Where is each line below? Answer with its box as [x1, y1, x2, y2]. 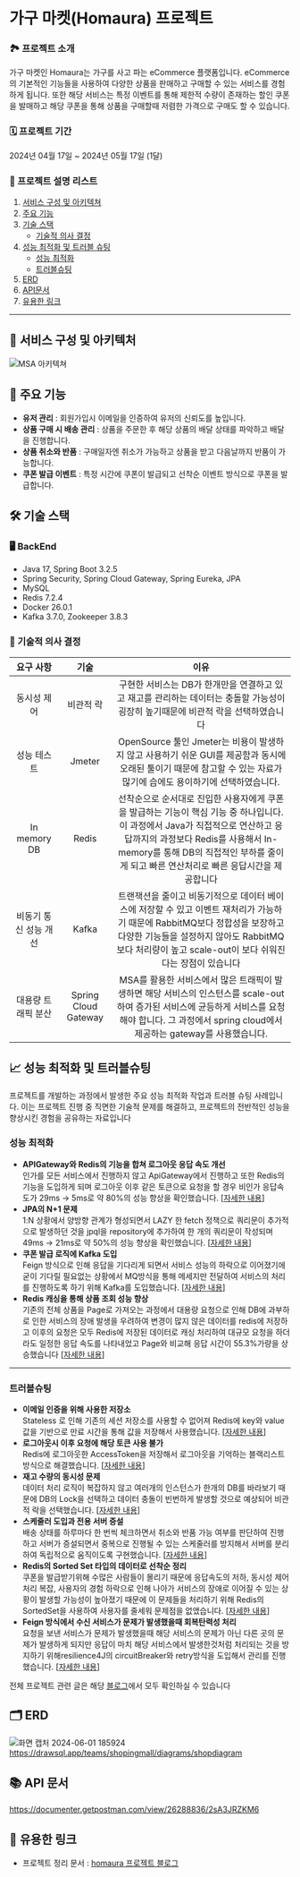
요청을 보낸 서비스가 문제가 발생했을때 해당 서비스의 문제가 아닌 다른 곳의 [21, 1628, 275, 1639]
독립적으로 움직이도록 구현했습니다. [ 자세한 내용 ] [38, 1549, 207, 1560]
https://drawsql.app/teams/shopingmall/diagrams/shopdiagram [9, 1747, 243, 1758]
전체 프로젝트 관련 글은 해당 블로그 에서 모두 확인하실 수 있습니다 [9, 1680, 231, 1692]
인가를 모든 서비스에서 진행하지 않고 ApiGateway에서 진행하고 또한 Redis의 [21, 1170, 285, 1181]
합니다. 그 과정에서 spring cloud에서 [137, 1013, 283, 1026]
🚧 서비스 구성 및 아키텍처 [9, 333, 137, 348]
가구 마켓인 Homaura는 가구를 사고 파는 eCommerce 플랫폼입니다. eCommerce [9, 67, 290, 78]
